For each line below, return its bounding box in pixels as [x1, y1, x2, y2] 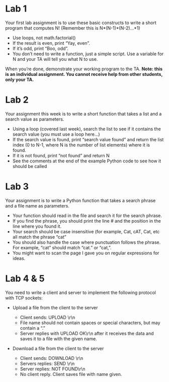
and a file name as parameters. [5, 203, 69, 209]
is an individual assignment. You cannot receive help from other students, [5, 71, 163, 77]
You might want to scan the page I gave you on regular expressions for [12, 250, 159, 256]
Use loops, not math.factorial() [12, 35, 76, 41]
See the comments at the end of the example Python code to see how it [12, 158, 161, 164]
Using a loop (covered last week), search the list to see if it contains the [12, 126, 161, 132]
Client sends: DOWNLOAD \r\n [20, 355, 83, 361]
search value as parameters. [5, 116, 64, 122]
